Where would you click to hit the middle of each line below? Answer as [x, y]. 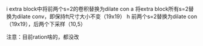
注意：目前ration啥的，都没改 [43, 37]
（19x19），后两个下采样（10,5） [46, 24]
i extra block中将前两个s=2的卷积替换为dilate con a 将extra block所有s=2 [98, 9]
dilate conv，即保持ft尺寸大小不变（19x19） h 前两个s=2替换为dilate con [107, 16]
